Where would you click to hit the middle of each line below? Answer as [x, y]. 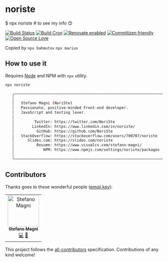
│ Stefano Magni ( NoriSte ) [42, 103]
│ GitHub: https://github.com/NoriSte [62, 131]
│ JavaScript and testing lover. [49, 113]
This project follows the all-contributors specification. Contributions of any [82, 249]
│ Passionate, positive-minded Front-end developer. [70, 108]
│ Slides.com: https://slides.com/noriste [62, 141]
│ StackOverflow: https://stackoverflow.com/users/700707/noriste [84, 136]
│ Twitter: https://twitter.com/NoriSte [63, 122]
